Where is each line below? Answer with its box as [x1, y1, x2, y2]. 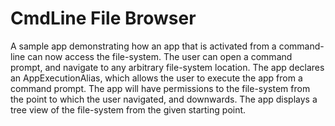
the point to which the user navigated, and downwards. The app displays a [10, 93, 318, 105]
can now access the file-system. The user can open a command [27, 50, 293, 62]
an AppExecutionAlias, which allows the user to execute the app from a [10, 72, 303, 84]
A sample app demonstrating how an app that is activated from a [10, 40, 277, 52]
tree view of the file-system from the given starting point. [10, 103, 247, 116]
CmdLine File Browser [10, 7, 197, 30]
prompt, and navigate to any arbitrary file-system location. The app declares [10, 61, 325, 73]
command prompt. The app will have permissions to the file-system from [10, 82, 311, 94]
